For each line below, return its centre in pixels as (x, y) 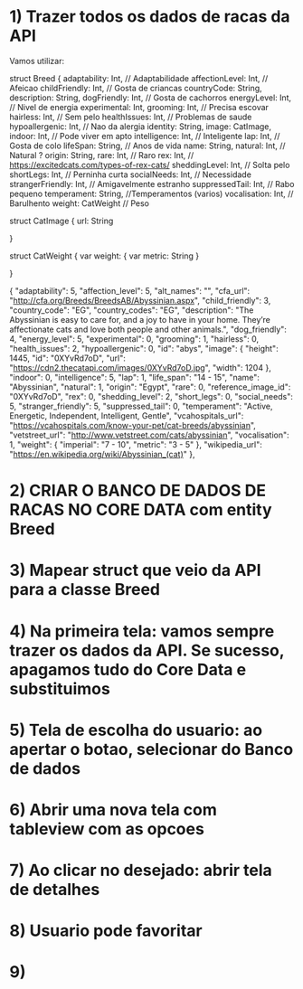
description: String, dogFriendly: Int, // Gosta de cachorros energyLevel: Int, (151, 98)
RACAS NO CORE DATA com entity (141, 510)
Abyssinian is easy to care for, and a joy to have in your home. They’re (140, 319)
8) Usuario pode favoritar (106, 931)
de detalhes (55, 890)
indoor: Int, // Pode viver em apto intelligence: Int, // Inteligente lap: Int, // (145, 136)
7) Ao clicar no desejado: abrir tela (141, 871)
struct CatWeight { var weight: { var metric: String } (104, 256)
